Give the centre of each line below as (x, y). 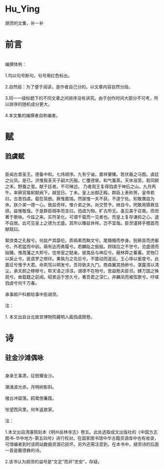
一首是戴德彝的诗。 (24, 450)
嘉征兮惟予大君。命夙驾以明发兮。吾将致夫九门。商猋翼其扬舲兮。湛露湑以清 (82, 265)
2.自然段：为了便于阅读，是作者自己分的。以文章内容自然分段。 (69, 87)
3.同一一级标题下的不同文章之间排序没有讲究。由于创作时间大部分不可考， (80, 98)
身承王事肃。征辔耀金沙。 (31, 375)
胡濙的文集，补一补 (24, 23)
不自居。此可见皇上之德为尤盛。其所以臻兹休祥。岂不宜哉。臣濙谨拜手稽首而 (82, 223)
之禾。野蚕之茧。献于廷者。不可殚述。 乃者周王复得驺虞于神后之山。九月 (78, 186)
